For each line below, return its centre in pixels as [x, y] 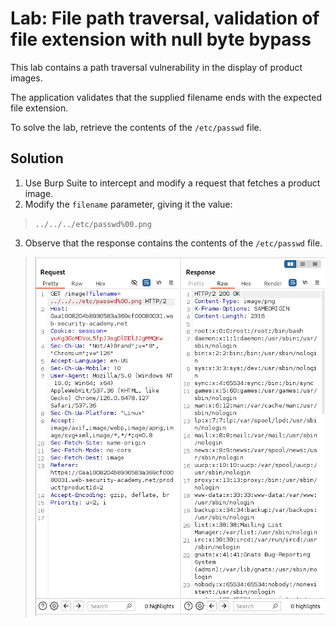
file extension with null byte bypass [161, 39]
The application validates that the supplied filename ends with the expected [166, 97]
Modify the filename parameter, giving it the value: [128, 204]
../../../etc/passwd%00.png [93, 224]
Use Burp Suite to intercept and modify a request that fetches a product [172, 183]
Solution [37, 158]
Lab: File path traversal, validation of [165, 18]
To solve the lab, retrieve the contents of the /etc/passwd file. [136, 127]
